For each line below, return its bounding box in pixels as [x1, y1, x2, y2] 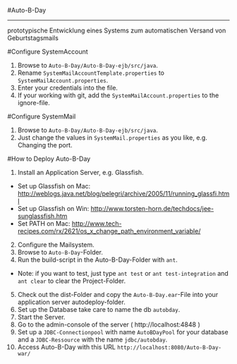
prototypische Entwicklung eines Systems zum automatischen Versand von [7, 26, 226, 35]
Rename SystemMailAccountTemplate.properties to [17, 68, 164, 77]
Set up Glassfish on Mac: [17, 182, 91, 190]
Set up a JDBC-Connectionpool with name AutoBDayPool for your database [17, 328, 229, 336]
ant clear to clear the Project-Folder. [17, 277, 126, 285]
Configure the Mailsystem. [17, 241, 95, 249]
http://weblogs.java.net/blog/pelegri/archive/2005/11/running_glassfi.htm [17, 190, 230, 198]
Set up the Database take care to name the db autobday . [17, 305, 181, 313]
